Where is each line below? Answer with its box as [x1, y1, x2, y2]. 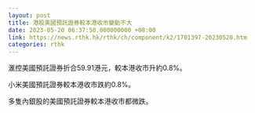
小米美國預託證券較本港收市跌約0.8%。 [8, 80, 136, 89]
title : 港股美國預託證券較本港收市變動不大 [8, 19, 133, 27]
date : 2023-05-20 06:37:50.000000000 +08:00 [8, 26, 156, 34]
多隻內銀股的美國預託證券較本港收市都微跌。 [8, 97, 153, 106]
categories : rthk [8, 41, 65, 49]
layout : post [8, 11, 51, 20]
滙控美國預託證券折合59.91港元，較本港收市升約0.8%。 [8, 64, 187, 73]
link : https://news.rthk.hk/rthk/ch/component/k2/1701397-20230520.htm [8, 33, 247, 42]
